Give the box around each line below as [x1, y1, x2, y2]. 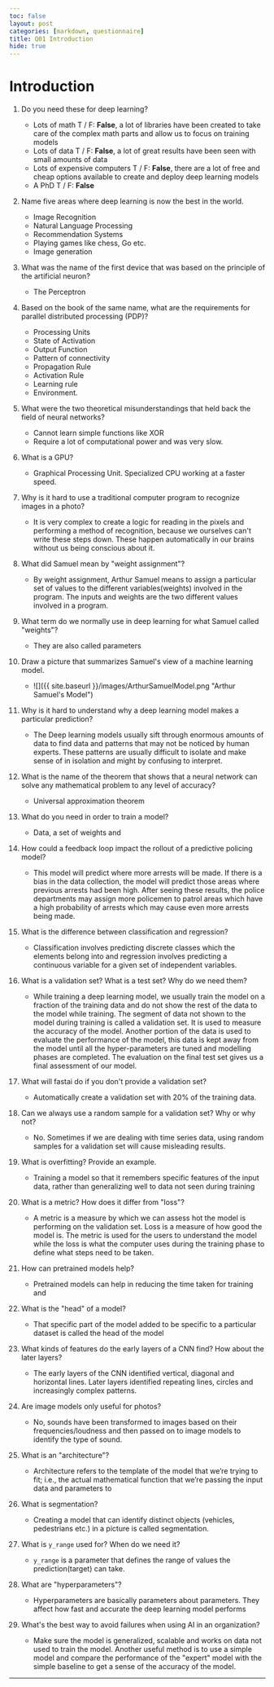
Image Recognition [33, 213, 97, 222]
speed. [33, 477, 57, 487]
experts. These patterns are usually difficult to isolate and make [33, 747, 246, 758]
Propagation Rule [33, 362, 92, 371]
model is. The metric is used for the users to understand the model [33, 1231, 257, 1241]
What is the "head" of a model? [20, 1304, 127, 1314]
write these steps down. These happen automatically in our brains [33, 534, 254, 544]
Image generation [33, 247, 93, 257]
